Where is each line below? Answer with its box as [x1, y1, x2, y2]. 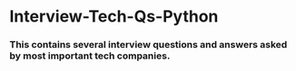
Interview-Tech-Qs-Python [9, 6, 219, 27]
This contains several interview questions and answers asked [9, 39, 288, 51]
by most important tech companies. [9, 49, 171, 62]
